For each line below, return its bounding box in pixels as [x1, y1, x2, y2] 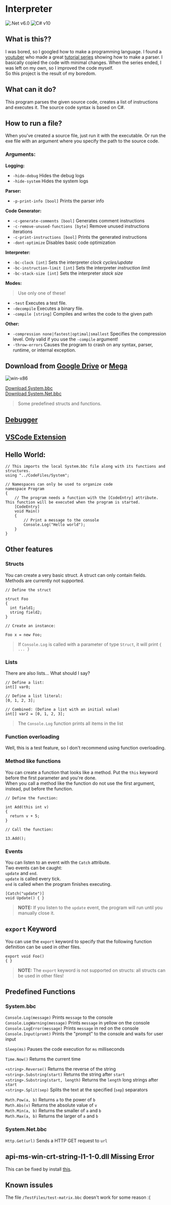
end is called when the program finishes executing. [5, 881, 112, 887]
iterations [12, 228, 33, 235]
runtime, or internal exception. [12, 347, 77, 353]
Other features [5, 545, 53, 554]
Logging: [5, 162, 25, 169]
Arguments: [5, 151, 36, 158]
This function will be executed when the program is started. [5, 500, 140, 505]
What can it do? [5, 85, 56, 94]
